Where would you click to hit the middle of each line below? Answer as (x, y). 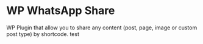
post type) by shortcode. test (43, 34)
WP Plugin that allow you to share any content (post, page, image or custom (102, 28)
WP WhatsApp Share (61, 11)
